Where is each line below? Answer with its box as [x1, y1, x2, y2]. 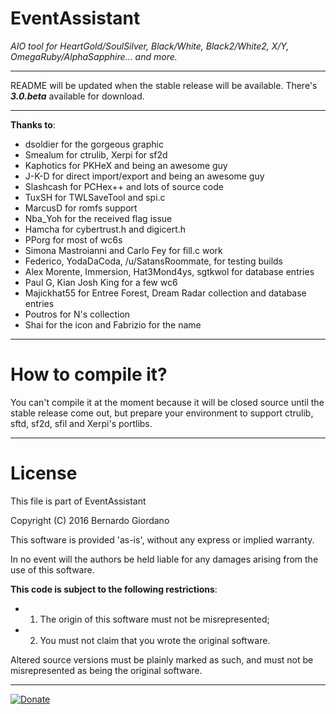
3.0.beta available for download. [10, 90, 145, 102]
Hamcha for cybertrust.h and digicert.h [24, 223, 187, 235]
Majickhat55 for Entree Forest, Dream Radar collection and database [24, 287, 307, 299]
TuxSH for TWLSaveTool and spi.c [24, 191, 166, 203]
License [10, 462, 78, 485]
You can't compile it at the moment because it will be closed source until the [10, 396, 325, 408]
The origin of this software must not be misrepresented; [39, 613, 270, 625]
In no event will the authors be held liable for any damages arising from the [10, 553, 319, 565]
